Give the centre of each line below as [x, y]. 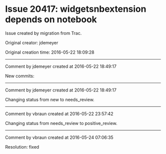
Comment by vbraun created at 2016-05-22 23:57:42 [59, 114]
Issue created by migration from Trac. [43, 33]
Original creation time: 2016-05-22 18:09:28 [50, 52]
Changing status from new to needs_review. [50, 99]
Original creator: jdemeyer [32, 42]
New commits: [20, 76]
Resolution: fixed [22, 147]
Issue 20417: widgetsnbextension [76, 9]
